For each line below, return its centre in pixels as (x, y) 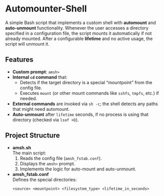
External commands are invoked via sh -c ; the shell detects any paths (85, 104)
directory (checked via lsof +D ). (45, 120)
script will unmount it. (27, 44)
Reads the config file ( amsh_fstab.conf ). (61, 158)
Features (19, 60)
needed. (28, 98)
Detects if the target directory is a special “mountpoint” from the (86, 82)
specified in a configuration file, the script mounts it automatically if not (78, 33)
